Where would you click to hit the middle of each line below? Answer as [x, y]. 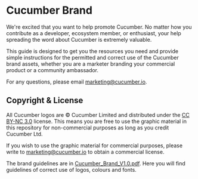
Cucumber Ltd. [24, 134]
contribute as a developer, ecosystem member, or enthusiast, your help [94, 33]
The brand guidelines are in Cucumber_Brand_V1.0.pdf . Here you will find [96, 163]
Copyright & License [45, 101]
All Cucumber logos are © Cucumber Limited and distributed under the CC [98, 115]
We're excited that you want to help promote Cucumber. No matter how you [99, 27]
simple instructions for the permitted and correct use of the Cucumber [92, 57]
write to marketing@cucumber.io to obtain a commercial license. [85, 152]
